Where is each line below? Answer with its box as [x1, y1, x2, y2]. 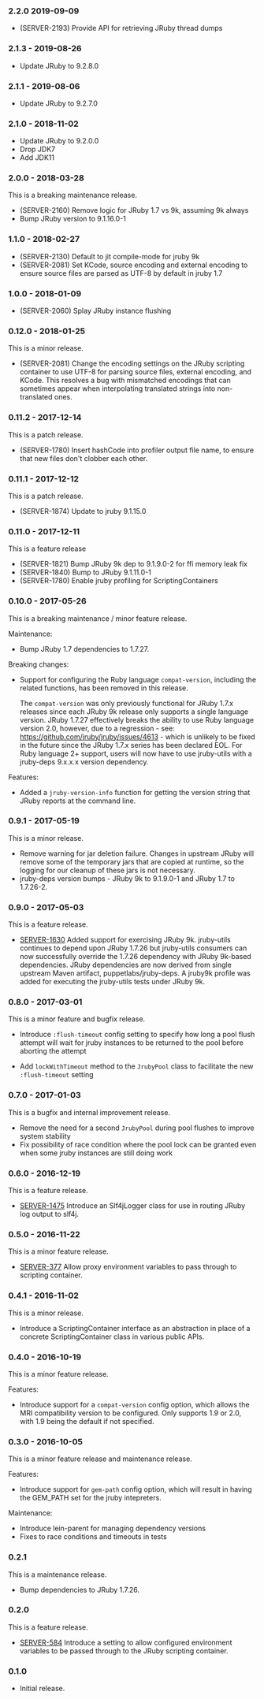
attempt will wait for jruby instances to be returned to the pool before [19, 1038, 244, 1047]
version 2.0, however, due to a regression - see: [19, 723, 175, 733]
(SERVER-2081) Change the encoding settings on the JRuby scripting [19, 359, 245, 368]
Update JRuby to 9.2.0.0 [19, 136, 99, 146]
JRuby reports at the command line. [19, 796, 136, 805]
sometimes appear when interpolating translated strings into [19, 384, 216, 393]
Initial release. [19, 1684, 65, 1693]
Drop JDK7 [19, 144, 56, 154]
